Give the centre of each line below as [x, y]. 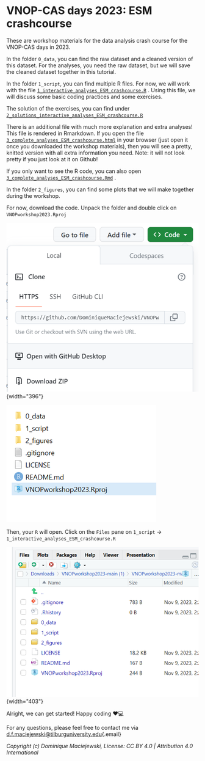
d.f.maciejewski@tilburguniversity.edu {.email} [64, 734]
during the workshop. [33, 195]
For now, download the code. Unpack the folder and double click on [92, 208]
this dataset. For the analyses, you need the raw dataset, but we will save [99, 65]
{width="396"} [25, 396]
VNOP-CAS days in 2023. [38, 47]
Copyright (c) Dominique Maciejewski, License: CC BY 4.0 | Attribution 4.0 [100, 746]
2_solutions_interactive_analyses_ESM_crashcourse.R [75, 115]
